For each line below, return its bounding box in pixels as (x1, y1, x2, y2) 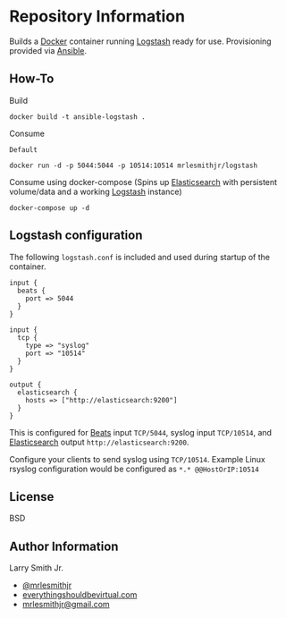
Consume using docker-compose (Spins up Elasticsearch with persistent (9, 176, 278, 187)
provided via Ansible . (9, 45, 88, 55)
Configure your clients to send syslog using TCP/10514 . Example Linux (9, 453, 265, 464)
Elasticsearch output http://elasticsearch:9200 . (9, 436, 189, 447)
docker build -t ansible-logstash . (9, 112, 146, 122)
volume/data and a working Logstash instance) (9, 186, 182, 197)
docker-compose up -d (9, 203, 90, 212)
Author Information (9, 538, 119, 554)
